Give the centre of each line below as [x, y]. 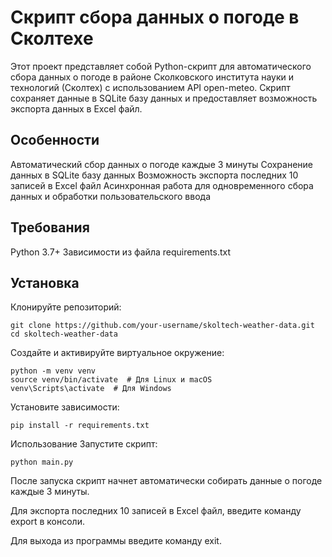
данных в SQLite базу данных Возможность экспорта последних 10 [154, 175]
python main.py [42, 462]
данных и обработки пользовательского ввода [110, 196]
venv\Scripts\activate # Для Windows [91, 389]
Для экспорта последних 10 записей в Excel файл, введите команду [156, 511]
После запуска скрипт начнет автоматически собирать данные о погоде [166, 481]
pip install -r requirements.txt [80, 426]
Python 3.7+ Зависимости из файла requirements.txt [121, 252]
